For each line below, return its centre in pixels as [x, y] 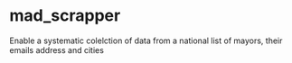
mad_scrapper [65, 16]
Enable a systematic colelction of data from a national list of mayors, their [146, 40]
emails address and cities [57, 49]
